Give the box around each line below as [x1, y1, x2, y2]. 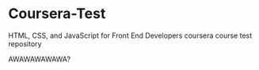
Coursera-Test [8, 5, 106, 23]
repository [8, 39, 42, 48]
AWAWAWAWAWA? [8, 54, 71, 64]
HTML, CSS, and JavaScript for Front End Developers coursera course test [8, 31, 253, 40]
